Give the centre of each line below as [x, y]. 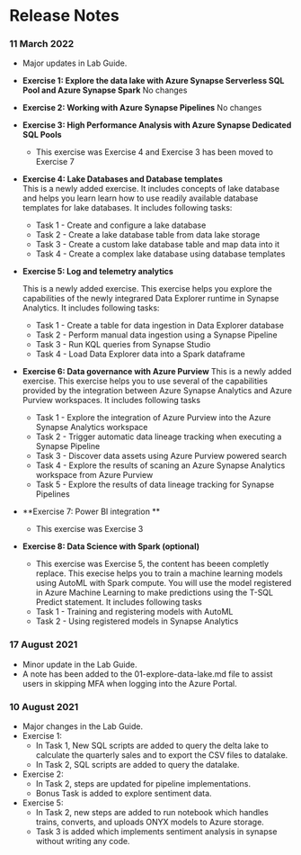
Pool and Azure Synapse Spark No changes [105, 90]
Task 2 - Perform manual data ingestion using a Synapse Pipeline [156, 335]
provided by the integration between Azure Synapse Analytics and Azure [157, 391]
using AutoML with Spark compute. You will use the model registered [164, 583]
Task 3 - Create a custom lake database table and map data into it [158, 245]
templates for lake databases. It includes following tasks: [127, 208]
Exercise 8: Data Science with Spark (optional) [111, 546]
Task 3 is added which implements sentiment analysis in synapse [156, 832]
